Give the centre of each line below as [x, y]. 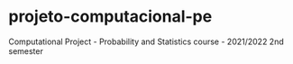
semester [26, 50]
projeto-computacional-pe [110, 17]
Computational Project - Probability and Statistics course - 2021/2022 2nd [146, 41]
